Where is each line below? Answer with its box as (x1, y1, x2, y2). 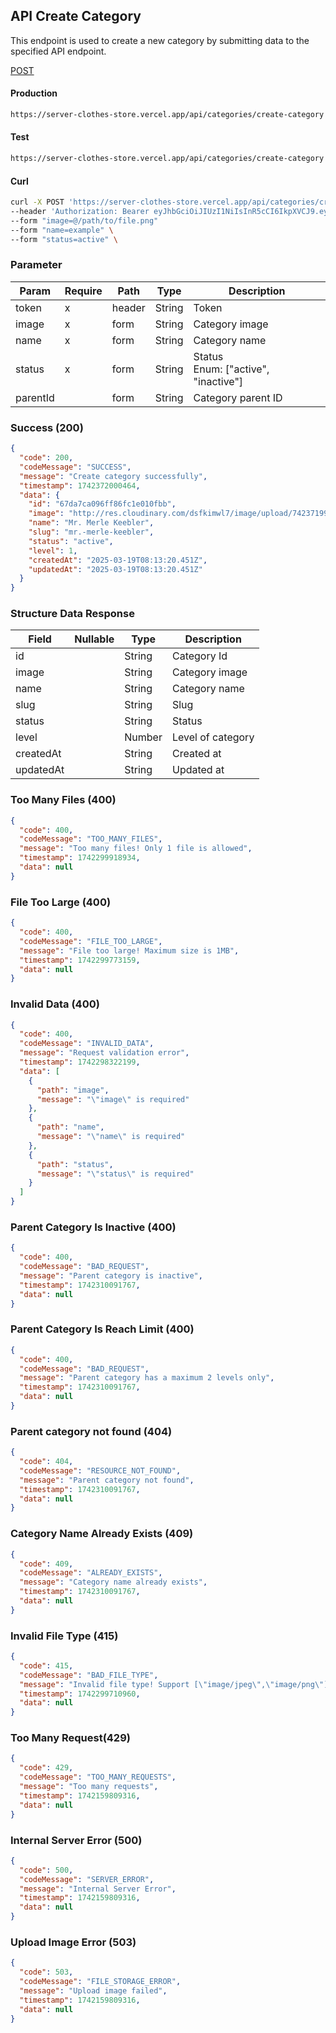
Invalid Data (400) (10, 997, 100, 1011)
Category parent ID (193, 390, 283, 404)
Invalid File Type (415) (10, 1629, 119, 1643)
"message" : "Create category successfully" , (19, 471, 208, 481)
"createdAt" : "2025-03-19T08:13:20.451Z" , (28, 555, 208, 565)
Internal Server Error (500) (10, 1833, 143, 1847)
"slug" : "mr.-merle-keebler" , (28, 527, 155, 538)
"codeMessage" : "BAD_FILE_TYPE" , (19, 1670, 159, 1680)
